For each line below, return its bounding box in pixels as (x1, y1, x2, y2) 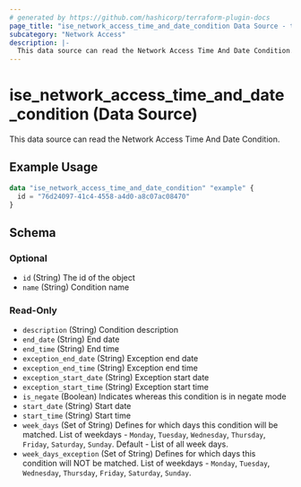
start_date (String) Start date (21, 401, 132, 412)
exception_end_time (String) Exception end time (21, 362, 199, 373)
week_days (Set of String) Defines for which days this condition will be (21, 420, 279, 430)
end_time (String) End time (21, 344, 119, 354)
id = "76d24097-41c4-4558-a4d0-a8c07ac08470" (17, 192, 191, 201)
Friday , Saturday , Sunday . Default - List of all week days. (21, 439, 228, 449)
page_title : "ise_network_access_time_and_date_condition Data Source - (9, 22, 287, 30)
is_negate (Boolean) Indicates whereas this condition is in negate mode (21, 391, 287, 402)
